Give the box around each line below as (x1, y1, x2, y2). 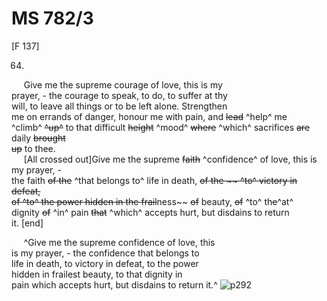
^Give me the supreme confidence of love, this (23, 236, 216, 248)
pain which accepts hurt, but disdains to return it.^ (11, 278, 218, 291)
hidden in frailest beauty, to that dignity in (11, 268, 183, 280)
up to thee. (11, 142, 56, 154)
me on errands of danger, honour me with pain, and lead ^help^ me (11, 110, 288, 122)
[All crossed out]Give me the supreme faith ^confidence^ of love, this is (23, 153, 318, 165)
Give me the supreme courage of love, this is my (23, 78, 223, 91)
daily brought (11, 132, 66, 144)
